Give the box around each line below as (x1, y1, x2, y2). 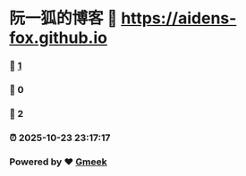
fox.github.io (9, 28, 107, 48)
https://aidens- (120, 8, 237, 29)
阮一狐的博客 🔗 (9, 8, 118, 29)
